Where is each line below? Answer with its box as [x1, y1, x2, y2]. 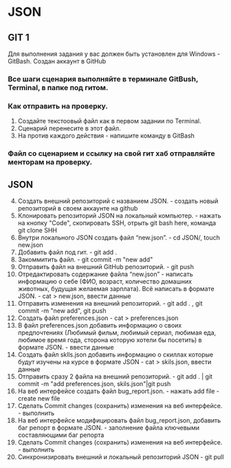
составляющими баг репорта [17, 431, 104, 439]
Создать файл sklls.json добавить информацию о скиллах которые [17, 350, 214, 359]
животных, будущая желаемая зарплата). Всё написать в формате [17, 284, 215, 292]
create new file [17, 394, 60, 403]
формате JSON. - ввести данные [17, 343, 114, 351]
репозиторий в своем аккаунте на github [17, 204, 138, 212]
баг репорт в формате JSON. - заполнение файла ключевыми [17, 423, 200, 432]
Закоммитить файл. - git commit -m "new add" [17, 255, 153, 264]
